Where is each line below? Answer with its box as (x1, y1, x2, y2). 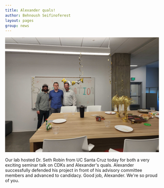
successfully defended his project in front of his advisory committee (5, 168, 143, 173)
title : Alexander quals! (5, 8, 56, 13)
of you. (5, 178, 20, 184)
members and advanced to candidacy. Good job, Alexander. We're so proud (5, 172, 158, 178)
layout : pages (5, 18, 34, 23)
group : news (5, 23, 29, 28)
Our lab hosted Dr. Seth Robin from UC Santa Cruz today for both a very (5, 157, 150, 163)
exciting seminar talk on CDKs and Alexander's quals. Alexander (5, 162, 134, 168)
